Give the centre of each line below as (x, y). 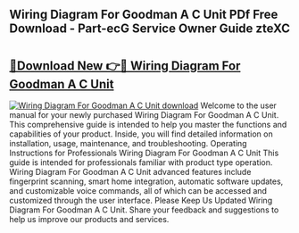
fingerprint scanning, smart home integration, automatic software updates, (146, 181)
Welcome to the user (238, 105)
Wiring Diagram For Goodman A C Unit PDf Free (144, 15)
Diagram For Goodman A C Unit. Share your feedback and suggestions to (144, 210)
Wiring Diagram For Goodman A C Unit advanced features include (130, 172)
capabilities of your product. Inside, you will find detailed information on (141, 134)
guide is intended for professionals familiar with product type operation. (141, 162)
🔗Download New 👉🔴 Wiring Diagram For (125, 66)
